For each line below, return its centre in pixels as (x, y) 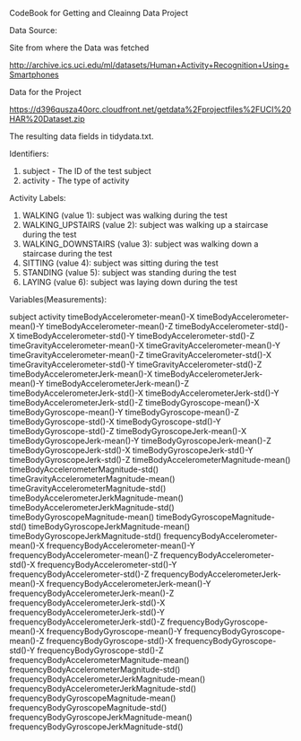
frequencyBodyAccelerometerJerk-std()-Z (87, 622)
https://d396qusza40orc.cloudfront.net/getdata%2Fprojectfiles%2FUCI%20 (150, 109)
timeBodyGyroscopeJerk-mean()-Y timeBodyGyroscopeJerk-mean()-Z (140, 440)
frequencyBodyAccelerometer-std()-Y (107, 565)
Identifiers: (29, 153)
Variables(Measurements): (58, 299)
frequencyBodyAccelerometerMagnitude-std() (95, 669)
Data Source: (34, 30)
